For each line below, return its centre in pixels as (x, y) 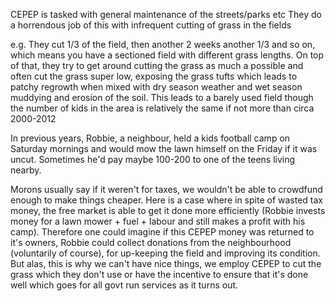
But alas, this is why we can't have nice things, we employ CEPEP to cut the (166, 263)
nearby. (26, 170)
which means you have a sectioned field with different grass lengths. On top (167, 55)
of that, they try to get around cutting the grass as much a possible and (157, 65)
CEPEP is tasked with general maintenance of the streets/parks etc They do (166, 14)
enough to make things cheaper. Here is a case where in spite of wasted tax (166, 200)
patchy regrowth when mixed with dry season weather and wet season (156, 87)
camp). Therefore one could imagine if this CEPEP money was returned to (162, 232)
